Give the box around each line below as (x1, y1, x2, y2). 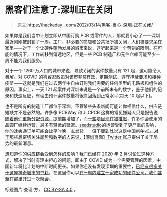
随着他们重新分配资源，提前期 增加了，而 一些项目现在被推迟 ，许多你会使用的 (5, 115, 162, 122)
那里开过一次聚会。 (13, 176, 53, 182)
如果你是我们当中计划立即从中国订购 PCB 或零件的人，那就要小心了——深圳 (5, 32, 161, 38)
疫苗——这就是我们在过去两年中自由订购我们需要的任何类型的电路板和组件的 (5, 80, 162, 86)
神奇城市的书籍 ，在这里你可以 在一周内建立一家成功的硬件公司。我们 (18, 169, 158, 175)
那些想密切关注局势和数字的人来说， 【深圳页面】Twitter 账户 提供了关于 (9, 134, 154, 140)
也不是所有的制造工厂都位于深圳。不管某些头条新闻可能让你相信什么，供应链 (5, 103, 162, 109)
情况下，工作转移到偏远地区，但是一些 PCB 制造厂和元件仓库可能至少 (13, 51, 156, 57)
